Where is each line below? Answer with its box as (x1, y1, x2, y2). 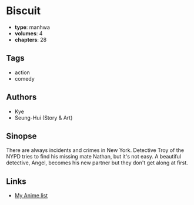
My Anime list (14, 192, 48, 199)
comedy (14, 75, 35, 82)
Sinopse (6, 131, 37, 141)
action (14, 69, 31, 76)
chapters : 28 (14, 36, 47, 43)
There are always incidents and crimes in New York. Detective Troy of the (6, 147, 184, 154)
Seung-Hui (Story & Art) (14, 114, 73, 121)
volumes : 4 (14, 29, 43, 37)
